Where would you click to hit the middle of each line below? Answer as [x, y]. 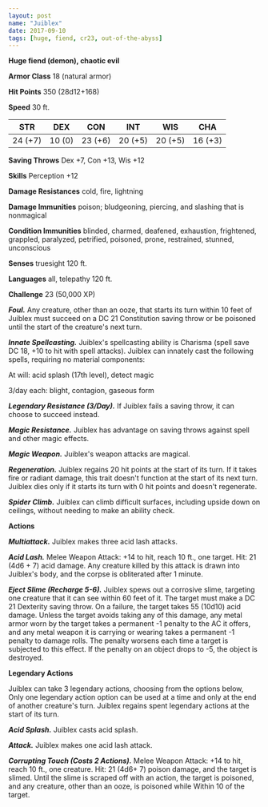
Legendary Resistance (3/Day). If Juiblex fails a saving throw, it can [121, 406]
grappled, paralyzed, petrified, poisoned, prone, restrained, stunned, [121, 239]
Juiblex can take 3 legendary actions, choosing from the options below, [126, 689]
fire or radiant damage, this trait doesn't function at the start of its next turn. [133, 478]
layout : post [30, 16]
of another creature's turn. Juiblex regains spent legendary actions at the [129, 706]
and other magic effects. [49, 439]
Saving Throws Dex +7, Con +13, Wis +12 [77, 160]
